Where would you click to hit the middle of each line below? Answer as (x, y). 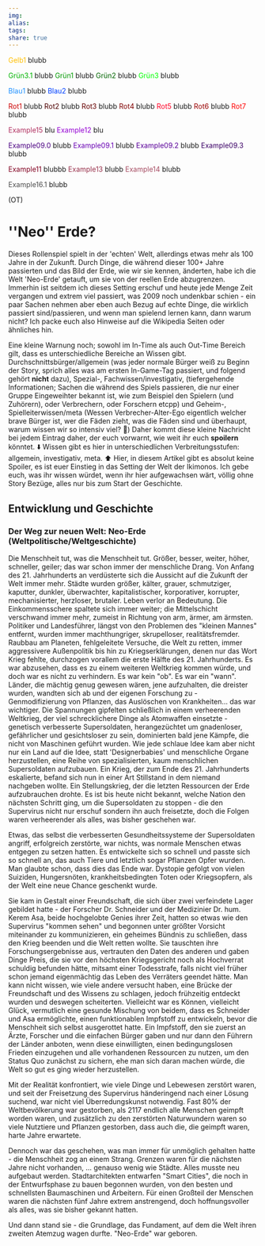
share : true (28, 38)
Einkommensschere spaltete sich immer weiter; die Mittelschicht (113, 608)
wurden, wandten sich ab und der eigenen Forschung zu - (103, 693)
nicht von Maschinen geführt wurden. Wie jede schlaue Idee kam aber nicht (132, 743)
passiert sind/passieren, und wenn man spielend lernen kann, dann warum (130, 313)
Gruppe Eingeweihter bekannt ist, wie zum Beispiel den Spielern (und (121, 396)
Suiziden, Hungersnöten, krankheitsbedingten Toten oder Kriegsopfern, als (131, 876)
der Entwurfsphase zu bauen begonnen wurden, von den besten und (121, 1184)
